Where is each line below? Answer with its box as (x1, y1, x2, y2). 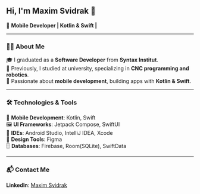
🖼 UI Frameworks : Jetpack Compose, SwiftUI (6, 121, 120, 128)
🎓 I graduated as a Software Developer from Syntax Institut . (6, 56, 159, 63)
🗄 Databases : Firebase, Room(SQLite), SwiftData (6, 143, 127, 150)
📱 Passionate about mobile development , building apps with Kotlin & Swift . (6, 78, 192, 85)
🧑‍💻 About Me (6, 42, 45, 51)
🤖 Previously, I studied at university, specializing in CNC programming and (6, 65, 189, 72)
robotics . (6, 71, 29, 78)
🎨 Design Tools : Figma (6, 136, 62, 143)
